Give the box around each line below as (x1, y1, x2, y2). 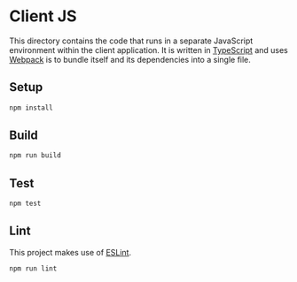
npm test (9, 199, 42, 209)
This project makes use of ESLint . (9, 247, 131, 257)
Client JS (9, 6, 77, 27)
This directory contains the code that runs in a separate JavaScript (9, 35, 254, 46)
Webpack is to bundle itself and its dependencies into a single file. (9, 54, 251, 65)
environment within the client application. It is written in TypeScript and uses (9, 44, 288, 55)
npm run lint (9, 263, 58, 273)
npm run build (9, 151, 62, 160)
